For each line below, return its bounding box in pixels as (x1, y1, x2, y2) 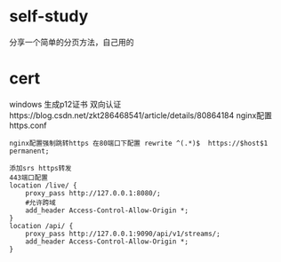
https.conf (9, 120, 47, 131)
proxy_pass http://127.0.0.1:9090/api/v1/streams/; (25, 229, 221, 238)
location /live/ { (9, 180, 77, 190)
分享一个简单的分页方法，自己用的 (9, 36, 134, 47)
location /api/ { (9, 221, 74, 230)
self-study (9, 6, 89, 27)
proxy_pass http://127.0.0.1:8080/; (25, 188, 162, 197)
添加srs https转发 (9, 163, 72, 172)
